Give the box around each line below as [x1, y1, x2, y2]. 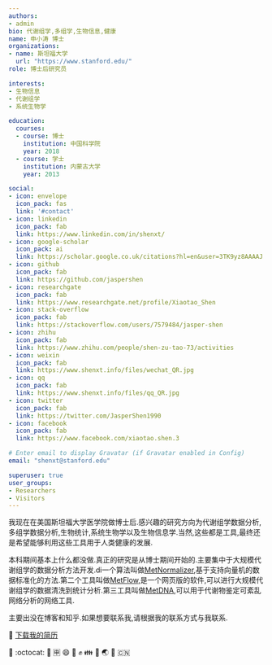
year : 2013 [23, 170, 60, 178]
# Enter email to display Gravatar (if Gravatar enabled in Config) [8, 449, 245, 457]
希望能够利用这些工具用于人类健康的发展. [15, 538, 153, 548]
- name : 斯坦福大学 [8, 50, 68, 58]
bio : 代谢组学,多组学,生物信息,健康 [8, 27, 116, 35]
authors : [8, 11, 38, 20]
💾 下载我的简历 [8, 630, 58, 640]
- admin [8, 20, 35, 28]
